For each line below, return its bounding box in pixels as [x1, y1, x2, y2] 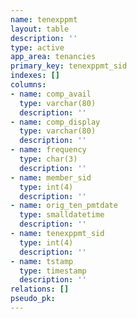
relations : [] [10, 284, 70, 295]
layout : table [10, 24, 70, 34]
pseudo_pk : [10, 294, 56, 304]
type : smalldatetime [19, 210, 105, 220]
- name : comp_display [10, 117, 101, 127]
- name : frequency [10, 145, 87, 155]
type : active [10, 42, 65, 53]
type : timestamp [19, 266, 87, 276]
